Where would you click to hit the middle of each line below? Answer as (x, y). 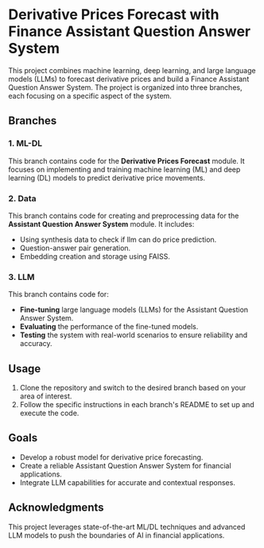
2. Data (23, 198)
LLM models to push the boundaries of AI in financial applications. (116, 535)
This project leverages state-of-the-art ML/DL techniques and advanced (127, 527)
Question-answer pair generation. (75, 247)
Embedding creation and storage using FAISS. (95, 256)
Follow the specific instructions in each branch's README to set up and (137, 405)
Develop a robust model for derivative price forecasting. (111, 457)
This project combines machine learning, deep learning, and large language (132, 70)
